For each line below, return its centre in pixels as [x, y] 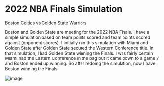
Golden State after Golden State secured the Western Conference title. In [79, 48]
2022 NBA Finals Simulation [64, 9]
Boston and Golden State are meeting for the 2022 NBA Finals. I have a [77, 32]
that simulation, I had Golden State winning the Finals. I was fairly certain [79, 53]
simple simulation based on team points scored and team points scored [78, 37]
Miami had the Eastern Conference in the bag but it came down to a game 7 [82, 58]
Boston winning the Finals [31, 69]
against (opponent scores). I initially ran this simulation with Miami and [77, 42]
